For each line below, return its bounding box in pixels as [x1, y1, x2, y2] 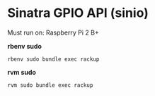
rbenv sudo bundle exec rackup [7, 55, 100, 63]
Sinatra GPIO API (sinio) [7, 5, 149, 21]
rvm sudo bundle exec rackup [7, 81, 93, 89]
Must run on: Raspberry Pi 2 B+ [7, 28, 99, 37]
